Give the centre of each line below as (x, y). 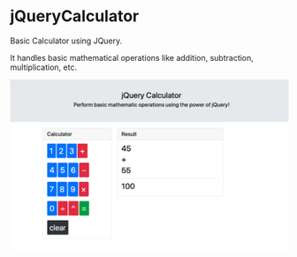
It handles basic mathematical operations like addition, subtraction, (132, 57)
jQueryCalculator (75, 16)
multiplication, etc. (44, 67)
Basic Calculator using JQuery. (66, 41)
